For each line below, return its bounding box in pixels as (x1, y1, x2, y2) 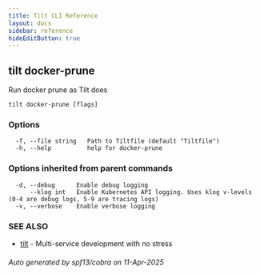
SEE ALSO (8, 220, 49, 232)
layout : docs (8, 19, 52, 27)
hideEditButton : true (8, 34, 81, 42)
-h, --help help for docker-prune (15, 144, 162, 152)
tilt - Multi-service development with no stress (19, 238, 173, 249)
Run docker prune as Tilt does (8, 85, 108, 95)
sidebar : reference (8, 26, 74, 34)
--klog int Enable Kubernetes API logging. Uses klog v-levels (29, 188, 252, 196)
